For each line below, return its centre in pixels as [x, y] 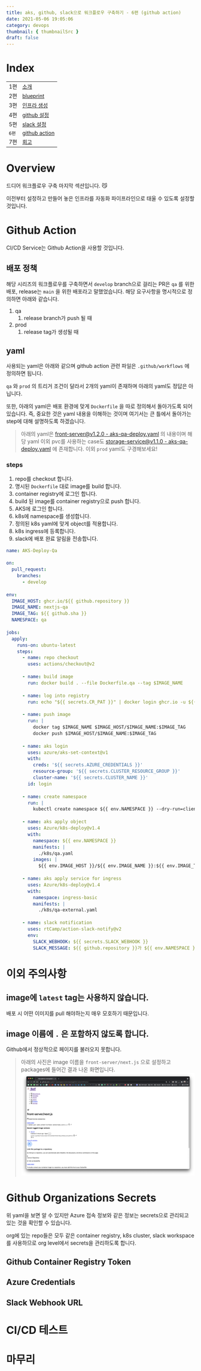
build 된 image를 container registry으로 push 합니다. [78, 501]
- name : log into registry [56, 696]
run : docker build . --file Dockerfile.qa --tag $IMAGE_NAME [106, 683]
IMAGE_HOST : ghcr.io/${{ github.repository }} [71, 601]
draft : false [22, 38]
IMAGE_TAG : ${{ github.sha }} [49, 614]
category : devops [28, 25]
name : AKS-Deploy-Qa [32, 550]
